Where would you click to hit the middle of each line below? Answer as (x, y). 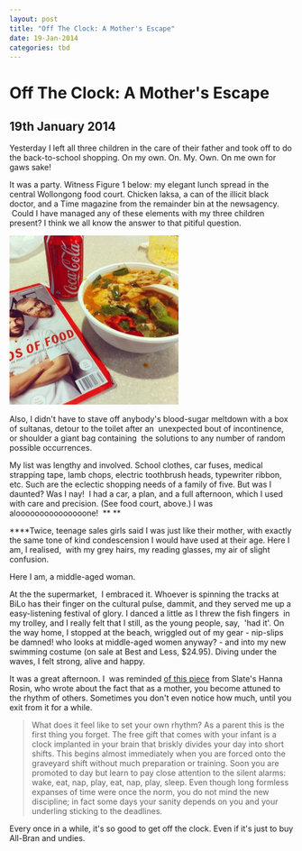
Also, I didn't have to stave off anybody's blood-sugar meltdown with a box (149, 419)
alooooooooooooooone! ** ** (65, 513)
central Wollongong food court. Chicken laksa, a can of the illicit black (139, 195)
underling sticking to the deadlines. (97, 811)
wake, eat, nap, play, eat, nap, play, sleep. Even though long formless (160, 782)
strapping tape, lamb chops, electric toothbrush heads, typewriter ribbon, (146, 475)
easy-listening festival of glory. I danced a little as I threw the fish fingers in (150, 614)
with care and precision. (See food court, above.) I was (111, 504)
